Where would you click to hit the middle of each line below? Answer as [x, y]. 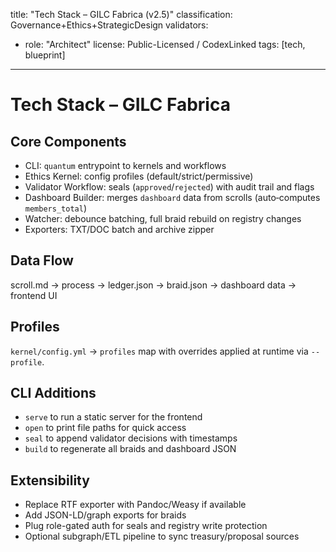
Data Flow [42, 260]
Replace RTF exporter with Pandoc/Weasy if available [135, 505]
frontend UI [34, 295]
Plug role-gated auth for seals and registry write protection [146, 526]
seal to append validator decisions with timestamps [131, 438]
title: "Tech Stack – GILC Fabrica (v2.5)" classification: [121, 14]
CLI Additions [53, 393]
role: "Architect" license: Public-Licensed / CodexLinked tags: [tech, [165, 44]
